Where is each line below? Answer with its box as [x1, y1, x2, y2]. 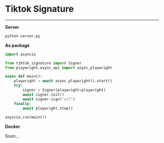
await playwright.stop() [22, 106, 73, 111]
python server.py [5, 33, 41, 39]
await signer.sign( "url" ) [22, 97, 76, 102]
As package [5, 42, 30, 48]
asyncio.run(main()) [5, 115, 47, 120]
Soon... [5, 133, 20, 139]
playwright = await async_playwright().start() [14, 79, 112, 83]
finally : [14, 101, 32, 106]
